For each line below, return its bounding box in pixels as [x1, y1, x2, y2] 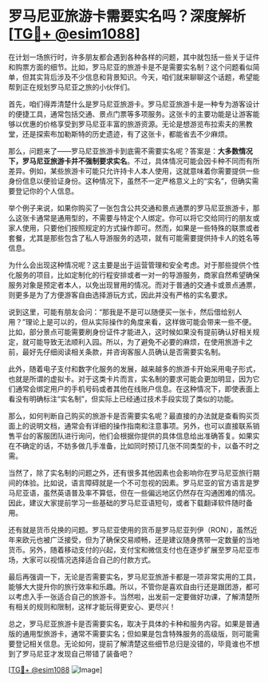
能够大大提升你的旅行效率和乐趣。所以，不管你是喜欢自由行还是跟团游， [8, 581, 246, 592]
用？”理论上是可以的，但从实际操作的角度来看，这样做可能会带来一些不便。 [8, 317, 257, 326]
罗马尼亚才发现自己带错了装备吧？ [22, 648, 134, 658]
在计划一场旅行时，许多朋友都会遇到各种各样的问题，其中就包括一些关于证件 [8, 52, 260, 62]
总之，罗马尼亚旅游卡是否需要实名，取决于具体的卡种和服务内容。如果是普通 [8, 619, 260, 628]
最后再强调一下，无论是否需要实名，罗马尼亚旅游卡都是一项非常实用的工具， [8, 572, 260, 581]
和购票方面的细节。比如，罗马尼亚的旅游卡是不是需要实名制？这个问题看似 [8, 62, 253, 72]
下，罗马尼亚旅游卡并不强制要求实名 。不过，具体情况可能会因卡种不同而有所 [8, 156, 260, 166]
